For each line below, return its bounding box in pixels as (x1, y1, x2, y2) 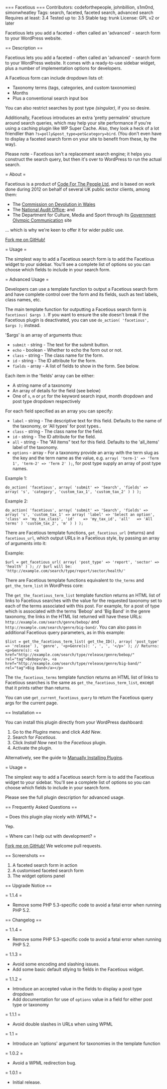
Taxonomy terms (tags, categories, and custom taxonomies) (12, 85, 136, 91)
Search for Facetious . (12, 734, 57, 740)
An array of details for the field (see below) (12, 388, 101, 393)
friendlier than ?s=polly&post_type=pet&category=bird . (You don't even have (5, 131, 162, 137)
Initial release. (12, 1079, 41, 1085)
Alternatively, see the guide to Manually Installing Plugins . (5, 755, 124, 760)
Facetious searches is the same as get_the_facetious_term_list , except (5, 680, 154, 685)
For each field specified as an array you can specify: (5, 408, 113, 414)
